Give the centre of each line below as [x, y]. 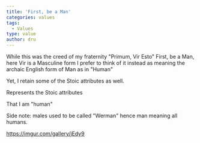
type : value [21, 34]
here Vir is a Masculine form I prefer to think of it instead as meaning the [95, 63]
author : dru [21, 39]
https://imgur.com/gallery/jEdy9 [46, 133]
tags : [13, 23]
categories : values [31, 17]
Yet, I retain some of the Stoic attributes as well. [65, 81]
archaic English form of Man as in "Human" [60, 69]
